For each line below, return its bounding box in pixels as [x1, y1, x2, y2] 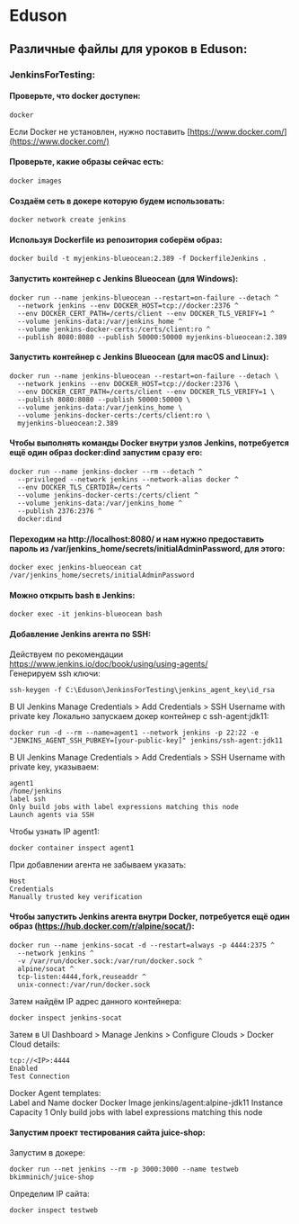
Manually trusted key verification [9, 892, 143, 901]
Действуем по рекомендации [9, 649, 124, 660]
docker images [9, 176, 63, 185]
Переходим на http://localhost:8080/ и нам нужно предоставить [9, 533, 265, 544]
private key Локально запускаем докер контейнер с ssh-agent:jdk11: [9, 710, 269, 721]
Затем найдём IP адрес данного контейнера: [9, 995, 182, 1006]
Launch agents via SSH [9, 810, 94, 819]
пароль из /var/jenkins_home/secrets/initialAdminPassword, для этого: [9, 543, 286, 553]
